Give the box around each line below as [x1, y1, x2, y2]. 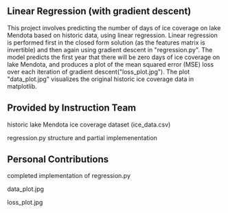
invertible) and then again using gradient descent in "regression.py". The [7, 45, 213, 54]
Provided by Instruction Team [7, 102, 137, 114]
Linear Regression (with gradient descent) [7, 5, 192, 17]
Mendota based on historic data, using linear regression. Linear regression [7, 31, 218, 39]
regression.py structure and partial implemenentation [7, 133, 158, 142]
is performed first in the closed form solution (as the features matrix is [7, 38, 206, 47]
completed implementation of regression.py [7, 172, 130, 180]
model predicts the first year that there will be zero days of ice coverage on [7, 53, 220, 61]
